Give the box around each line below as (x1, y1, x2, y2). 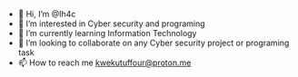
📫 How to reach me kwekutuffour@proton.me (17, 57, 192, 68)
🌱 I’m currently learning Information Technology (17, 28, 197, 38)
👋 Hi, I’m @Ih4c (17, 9, 76, 19)
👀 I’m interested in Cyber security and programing (17, 18, 206, 29)
